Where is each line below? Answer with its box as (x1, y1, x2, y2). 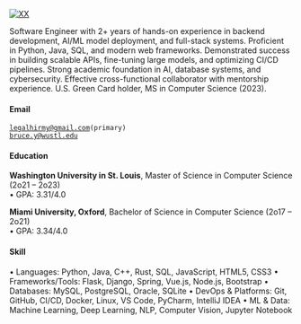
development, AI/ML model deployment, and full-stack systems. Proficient (9, 36, 285, 46)
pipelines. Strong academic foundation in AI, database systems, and (9, 64, 261, 74)
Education (9, 150, 49, 161)
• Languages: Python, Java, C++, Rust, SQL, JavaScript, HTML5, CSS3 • (9, 266, 279, 277)
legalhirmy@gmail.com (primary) (9, 124, 127, 133)
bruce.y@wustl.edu (9, 131, 78, 141)
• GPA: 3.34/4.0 (9, 225, 68, 237)
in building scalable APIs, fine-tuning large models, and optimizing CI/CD (9, 55, 279, 65)
